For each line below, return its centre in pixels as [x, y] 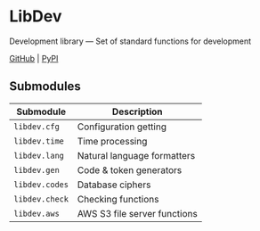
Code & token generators [130, 169]
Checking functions [118, 199]
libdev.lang [39, 155]
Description [137, 111]
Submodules [45, 87]
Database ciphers [114, 185]
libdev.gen [37, 170]
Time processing [112, 141]
